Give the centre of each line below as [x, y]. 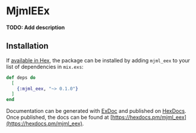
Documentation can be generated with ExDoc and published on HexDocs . [96, 111]
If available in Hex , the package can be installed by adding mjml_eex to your [98, 60]
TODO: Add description [36, 27]
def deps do [21, 77]
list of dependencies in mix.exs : [45, 66]
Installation [27, 46]
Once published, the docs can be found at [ [59, 118]
